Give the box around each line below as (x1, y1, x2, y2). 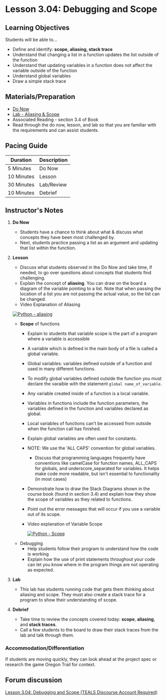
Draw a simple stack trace (12, 78, 66, 84)
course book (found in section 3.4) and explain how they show (27, 491, 156, 497)
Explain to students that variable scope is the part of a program (27, 331, 157, 337)
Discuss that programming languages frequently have (34, 455, 146, 461)
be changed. (19, 296, 46, 302)
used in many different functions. (27, 366, 96, 372)
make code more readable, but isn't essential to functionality (34, 471, 160, 477)
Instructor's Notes (5, 206, 63, 215)
